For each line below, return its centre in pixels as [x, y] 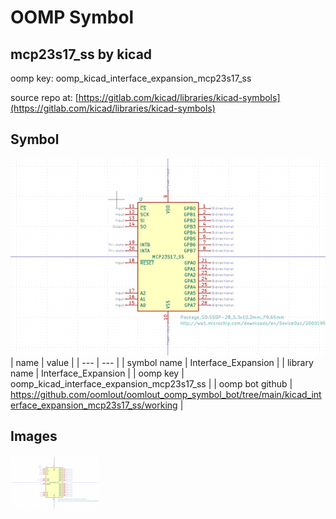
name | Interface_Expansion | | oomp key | [97, 373]
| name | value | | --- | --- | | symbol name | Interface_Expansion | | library [162, 362]
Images [34, 436]
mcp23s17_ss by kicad [81, 54]
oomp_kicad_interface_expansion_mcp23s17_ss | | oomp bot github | [151, 383]
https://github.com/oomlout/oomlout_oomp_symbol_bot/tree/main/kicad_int [166, 394]
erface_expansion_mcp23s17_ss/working [94, 405]
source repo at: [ [44, 97]
